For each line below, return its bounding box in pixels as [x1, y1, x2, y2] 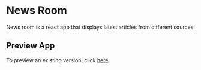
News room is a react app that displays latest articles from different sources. [6, 23, 195, 31]
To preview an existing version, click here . [6, 56, 110, 63]
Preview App [6, 41, 55, 51]
